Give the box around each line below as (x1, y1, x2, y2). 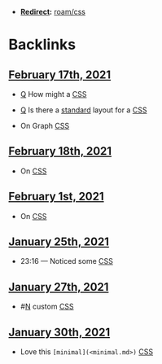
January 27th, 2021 (8, 280, 109, 294)
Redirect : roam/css (20, 7, 85, 16)
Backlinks (8, 36, 77, 54)
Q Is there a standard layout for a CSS (20, 105, 147, 115)
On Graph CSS (20, 121, 70, 130)
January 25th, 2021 (8, 235, 110, 249)
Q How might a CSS (20, 90, 87, 99)
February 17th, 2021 (8, 68, 112, 81)
